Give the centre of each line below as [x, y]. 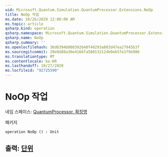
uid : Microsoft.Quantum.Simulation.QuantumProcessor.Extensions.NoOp [79, 10]
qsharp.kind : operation [30, 29]
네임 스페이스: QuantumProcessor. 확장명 [46, 111]
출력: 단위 [19, 148]
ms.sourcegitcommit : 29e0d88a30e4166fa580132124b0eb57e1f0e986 [72, 52]
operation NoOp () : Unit [32, 132]
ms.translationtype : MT [30, 56]
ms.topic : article [24, 24]
